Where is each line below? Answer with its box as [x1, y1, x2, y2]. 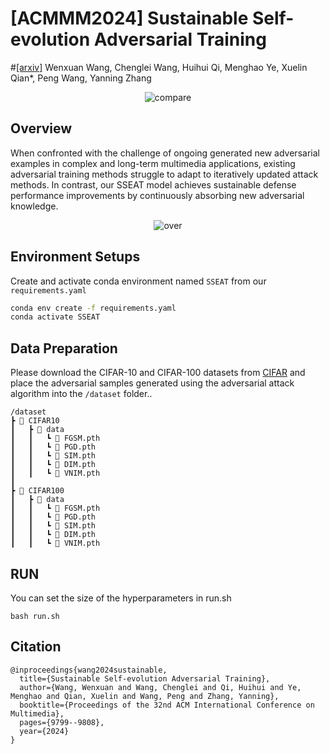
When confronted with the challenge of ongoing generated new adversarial [10, 147, 320, 159]
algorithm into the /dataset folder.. [10, 388, 153, 400]
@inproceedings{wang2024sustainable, [10, 665, 168, 675]
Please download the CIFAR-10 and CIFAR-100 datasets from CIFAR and [10, 367, 306, 379]
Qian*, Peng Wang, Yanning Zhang [10, 72, 152, 84]
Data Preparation [10, 340, 118, 357]
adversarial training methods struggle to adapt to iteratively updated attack [10, 168, 319, 180]
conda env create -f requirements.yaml [10, 303, 177, 313]
